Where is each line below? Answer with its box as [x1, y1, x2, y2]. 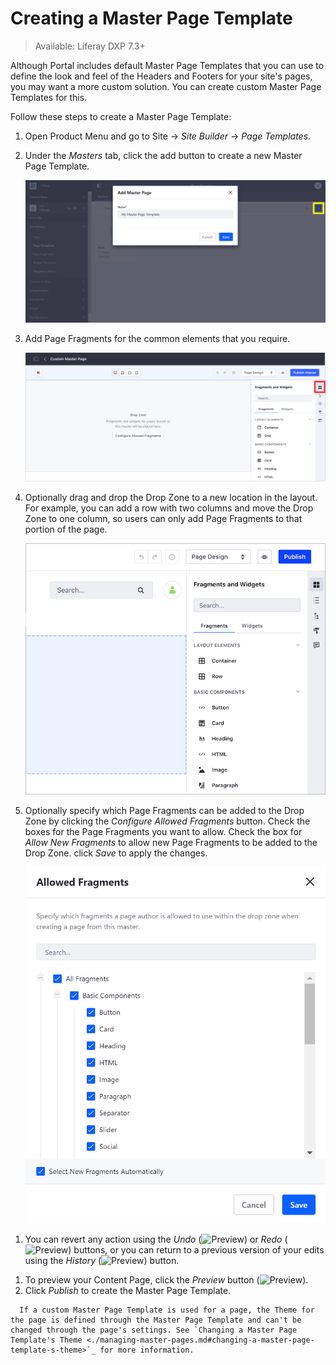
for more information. [99, 1345, 195, 1355]
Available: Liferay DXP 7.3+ [34, 40, 146, 52]
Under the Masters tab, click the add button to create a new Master [24, 149, 303, 161]
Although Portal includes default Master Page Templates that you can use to [10, 59, 325, 71]
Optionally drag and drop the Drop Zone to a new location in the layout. [24, 492, 318, 504]
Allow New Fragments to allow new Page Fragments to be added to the [24, 837, 318, 849]
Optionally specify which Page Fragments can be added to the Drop [24, 805, 305, 817]
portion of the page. [24, 523, 108, 536]
